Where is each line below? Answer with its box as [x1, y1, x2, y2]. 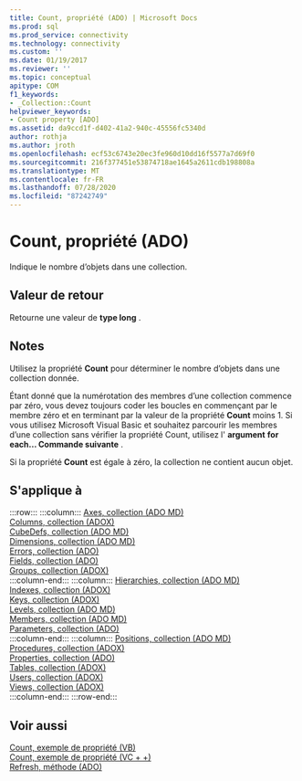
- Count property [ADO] [9, 115, 100, 124]
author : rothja [9, 132, 68, 142]
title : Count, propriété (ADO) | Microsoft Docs [9, 13, 198, 23]
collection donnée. [9, 372, 79, 384]
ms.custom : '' [9, 47, 64, 57]
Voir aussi [9, 718, 68, 734]
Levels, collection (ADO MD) [9, 604, 116, 615]
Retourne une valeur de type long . [9, 311, 141, 322]
